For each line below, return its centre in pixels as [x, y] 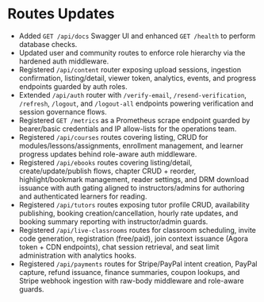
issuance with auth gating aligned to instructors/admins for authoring [132, 188]
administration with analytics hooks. [77, 255]
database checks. [48, 44]
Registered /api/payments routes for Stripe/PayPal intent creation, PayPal [138, 264]
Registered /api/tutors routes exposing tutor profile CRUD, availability [134, 204]
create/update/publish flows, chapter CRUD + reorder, [107, 171]
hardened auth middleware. [64, 61]
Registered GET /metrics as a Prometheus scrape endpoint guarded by [134, 120]
